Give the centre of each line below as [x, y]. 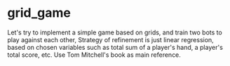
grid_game [39, 13]
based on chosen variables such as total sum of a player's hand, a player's [115, 47]
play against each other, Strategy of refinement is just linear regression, [110, 39]
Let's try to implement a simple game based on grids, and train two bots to [115, 32]
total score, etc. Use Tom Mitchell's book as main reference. [94, 55]
